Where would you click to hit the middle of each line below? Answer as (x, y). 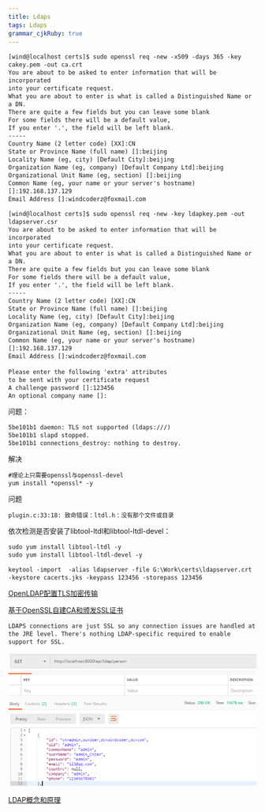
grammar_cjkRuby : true (45, 33)
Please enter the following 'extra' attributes (88, 372)
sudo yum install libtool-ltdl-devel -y (76, 555)
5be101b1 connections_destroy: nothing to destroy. (95, 444)
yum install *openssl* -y (50, 483)
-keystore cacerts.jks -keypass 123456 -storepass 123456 (105, 578)
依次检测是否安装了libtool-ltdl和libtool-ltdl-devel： (90, 531)
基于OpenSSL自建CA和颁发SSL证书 (66, 610)
